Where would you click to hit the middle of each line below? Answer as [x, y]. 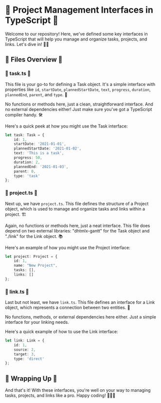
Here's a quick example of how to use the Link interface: [62, 332]
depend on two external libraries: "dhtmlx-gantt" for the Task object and [77, 231]
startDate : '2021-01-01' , [40, 144]
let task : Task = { [25, 135]
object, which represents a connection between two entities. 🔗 [68, 308]
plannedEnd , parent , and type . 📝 [36, 94]
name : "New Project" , [36, 266]
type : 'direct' [29, 359]
